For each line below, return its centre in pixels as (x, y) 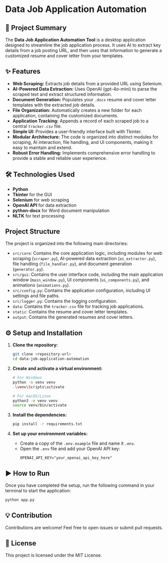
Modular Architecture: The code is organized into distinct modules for (86, 137)
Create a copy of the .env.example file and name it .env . (77, 443)
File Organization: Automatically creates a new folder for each (77, 110)
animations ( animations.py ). (41, 285)
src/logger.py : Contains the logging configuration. (65, 301)
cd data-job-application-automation (51, 359)
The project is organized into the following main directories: (67, 244)
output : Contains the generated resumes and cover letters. (73, 317)
